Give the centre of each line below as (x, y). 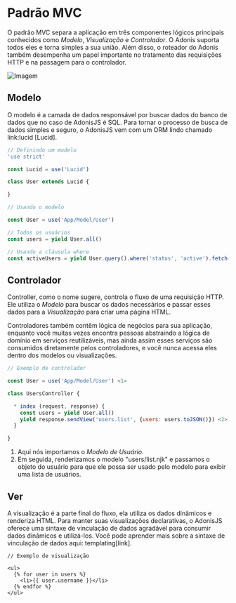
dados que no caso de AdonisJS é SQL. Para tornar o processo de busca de (118, 122)
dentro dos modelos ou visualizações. (62, 355)
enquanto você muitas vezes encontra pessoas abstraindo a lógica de (109, 333)
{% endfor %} (33, 587)
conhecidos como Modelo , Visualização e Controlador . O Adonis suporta (113, 39)
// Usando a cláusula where (48, 252)
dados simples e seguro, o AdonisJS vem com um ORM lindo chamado (110, 130)
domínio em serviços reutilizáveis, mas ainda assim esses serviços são (110, 340)
